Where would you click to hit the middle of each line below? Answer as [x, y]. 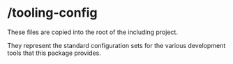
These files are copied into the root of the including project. [92, 32]
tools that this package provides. [54, 53]
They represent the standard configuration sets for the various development [116, 45]
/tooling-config [52, 13]
